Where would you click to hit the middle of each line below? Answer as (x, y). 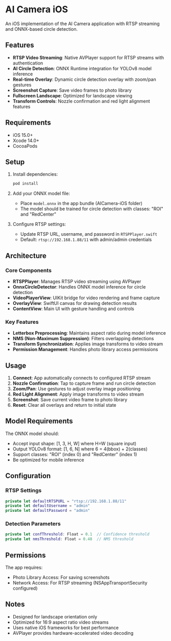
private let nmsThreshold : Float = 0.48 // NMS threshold (69, 539)
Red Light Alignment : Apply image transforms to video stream (78, 394)
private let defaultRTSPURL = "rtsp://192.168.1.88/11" (66, 501)
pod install (25, 184)
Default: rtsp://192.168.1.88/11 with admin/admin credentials (86, 240)
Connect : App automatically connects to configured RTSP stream (82, 378)
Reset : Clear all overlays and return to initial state (64, 405)
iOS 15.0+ (23, 135)
